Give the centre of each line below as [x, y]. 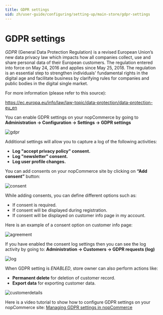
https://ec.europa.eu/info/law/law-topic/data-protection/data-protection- [79, 103]
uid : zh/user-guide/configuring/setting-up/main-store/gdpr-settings [78, 14]
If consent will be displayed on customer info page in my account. [79, 216]
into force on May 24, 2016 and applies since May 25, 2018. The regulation [81, 68]
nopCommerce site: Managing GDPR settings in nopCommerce [69, 308]
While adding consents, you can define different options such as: [71, 195]
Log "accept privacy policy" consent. [51, 151]
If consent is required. [34, 205]
